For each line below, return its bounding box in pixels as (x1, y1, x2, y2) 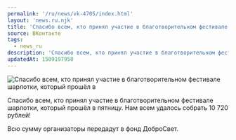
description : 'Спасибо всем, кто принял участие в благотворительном (7, 50, 216, 57)
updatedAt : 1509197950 (7, 56, 74, 63)
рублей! (7, 111, 31, 119)
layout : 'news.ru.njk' (7, 17, 74, 24)
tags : (7, 36, 23, 43)
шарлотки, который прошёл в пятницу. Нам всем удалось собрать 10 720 (7, 103, 228, 112)
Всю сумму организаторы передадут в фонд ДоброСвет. (7, 124, 179, 133)
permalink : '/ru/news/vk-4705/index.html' (7, 10, 133, 17)
